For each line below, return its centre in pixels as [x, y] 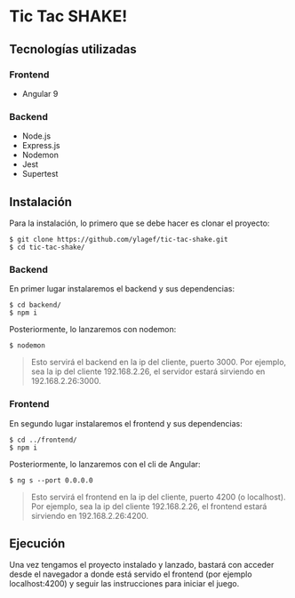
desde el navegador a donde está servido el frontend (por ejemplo [131, 574]
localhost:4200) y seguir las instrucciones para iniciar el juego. [124, 584]
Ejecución [37, 543]
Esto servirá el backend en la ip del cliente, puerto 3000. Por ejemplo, [159, 363]
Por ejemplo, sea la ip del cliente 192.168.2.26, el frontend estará [149, 506]
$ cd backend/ [36, 305]
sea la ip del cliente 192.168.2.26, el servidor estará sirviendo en [148, 371]
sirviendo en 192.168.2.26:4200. [90, 515]
